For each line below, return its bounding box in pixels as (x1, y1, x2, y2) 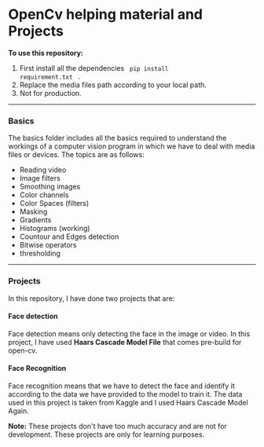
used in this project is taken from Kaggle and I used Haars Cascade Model (8, 398, 249, 407)
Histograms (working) (19, 224, 90, 233)
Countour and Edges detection (19, 232, 119, 241)
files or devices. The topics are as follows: (8, 150, 145, 159)
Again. (8, 406, 29, 416)
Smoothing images (19, 182, 81, 192)
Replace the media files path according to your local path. (19, 80, 207, 90)
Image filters (19, 174, 60, 183)
